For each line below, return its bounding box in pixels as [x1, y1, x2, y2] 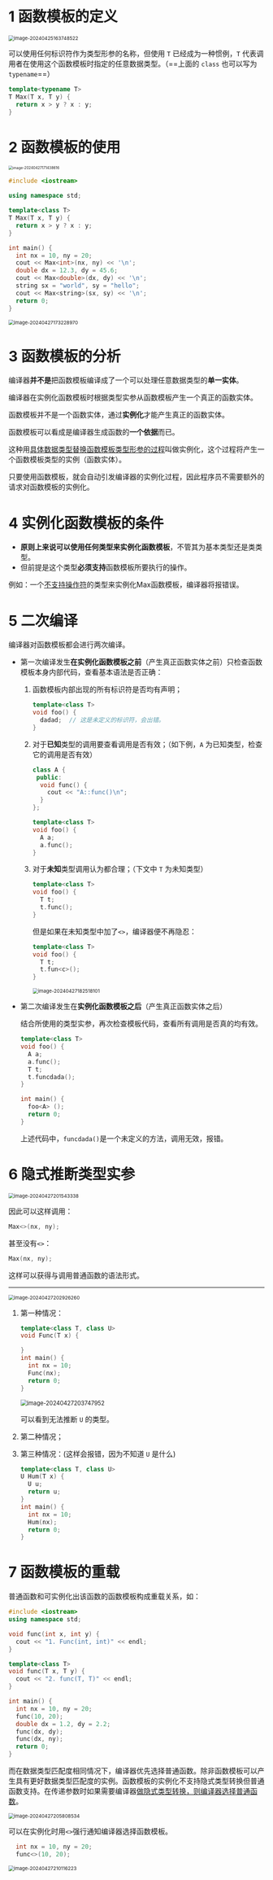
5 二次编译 [8, 611, 79, 630]
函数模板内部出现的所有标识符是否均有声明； [32, 684, 183, 694]
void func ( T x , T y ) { [8, 1668, 85, 1676]
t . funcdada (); [28, 1073, 76, 1081]
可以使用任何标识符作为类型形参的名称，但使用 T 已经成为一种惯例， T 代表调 [8, 48, 264, 58]
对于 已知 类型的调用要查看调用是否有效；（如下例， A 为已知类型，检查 [32, 739, 262, 749]
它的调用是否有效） [32, 750, 97, 759]
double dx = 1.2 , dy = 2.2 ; [15, 1720, 111, 1728]
